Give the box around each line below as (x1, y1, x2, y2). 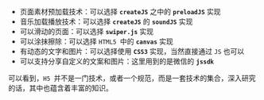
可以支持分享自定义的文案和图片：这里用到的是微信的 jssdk (19, 56, 215, 66)
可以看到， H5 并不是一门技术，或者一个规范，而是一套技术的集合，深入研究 (8, 74, 256, 83)
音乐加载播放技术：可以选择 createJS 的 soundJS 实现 (19, 17, 193, 26)
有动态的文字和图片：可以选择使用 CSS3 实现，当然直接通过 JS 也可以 (19, 47, 245, 56)
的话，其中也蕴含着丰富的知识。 (8, 83, 113, 93)
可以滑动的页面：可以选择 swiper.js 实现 (19, 27, 154, 36)
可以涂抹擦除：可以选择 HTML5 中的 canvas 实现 (19, 37, 173, 46)
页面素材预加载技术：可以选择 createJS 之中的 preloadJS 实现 (19, 7, 221, 16)
